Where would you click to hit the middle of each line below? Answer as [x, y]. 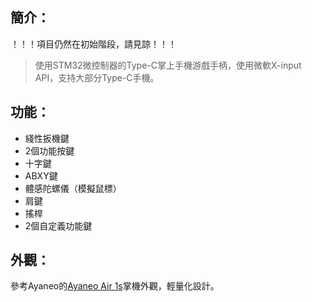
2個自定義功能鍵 [58, 225]
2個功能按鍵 [49, 150]
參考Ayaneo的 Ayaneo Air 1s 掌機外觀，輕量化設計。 [115, 286]
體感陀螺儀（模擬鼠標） [73, 188]
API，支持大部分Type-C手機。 [97, 77]
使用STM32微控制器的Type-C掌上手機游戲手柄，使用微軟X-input [168, 65]
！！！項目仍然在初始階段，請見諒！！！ [93, 44]
